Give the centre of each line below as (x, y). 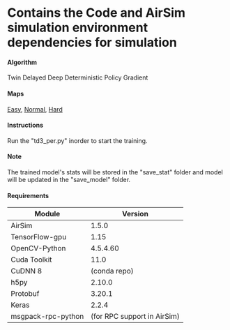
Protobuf (25, 294)
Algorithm (22, 62)
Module (47, 214)
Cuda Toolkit (31, 260)
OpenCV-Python (38, 248)
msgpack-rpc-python (47, 317)
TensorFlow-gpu (39, 237)
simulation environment (78, 28)
